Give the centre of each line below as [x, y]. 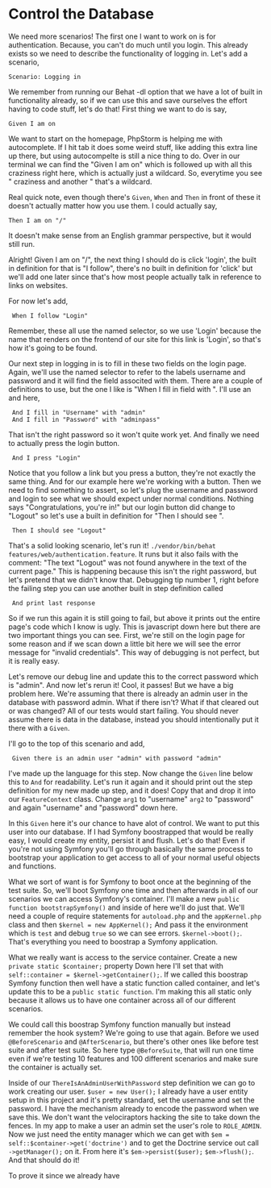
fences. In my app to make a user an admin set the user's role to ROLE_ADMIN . [135, 1125]
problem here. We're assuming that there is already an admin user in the [128, 694]
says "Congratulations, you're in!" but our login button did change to [122, 507]
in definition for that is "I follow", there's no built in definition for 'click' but [131, 268]
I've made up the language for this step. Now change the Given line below [131, 773]
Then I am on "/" [38, 220]
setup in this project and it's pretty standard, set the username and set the [132, 1100]
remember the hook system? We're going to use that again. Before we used [134, 1032]
